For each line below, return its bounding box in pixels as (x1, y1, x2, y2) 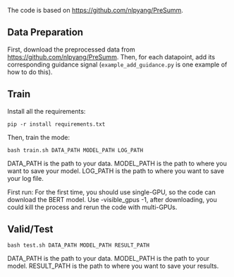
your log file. (7, 174, 44, 182)
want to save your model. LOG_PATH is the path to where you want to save (7, 166, 224, 175)
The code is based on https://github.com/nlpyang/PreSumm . (7, 6, 183, 14)
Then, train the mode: (7, 133, 70, 141)
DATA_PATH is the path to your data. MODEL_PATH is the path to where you (7, 159, 227, 167)
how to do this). (7, 67, 53, 76)
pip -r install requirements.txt (7, 120, 106, 128)
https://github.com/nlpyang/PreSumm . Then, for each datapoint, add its (7, 52, 216, 61)
